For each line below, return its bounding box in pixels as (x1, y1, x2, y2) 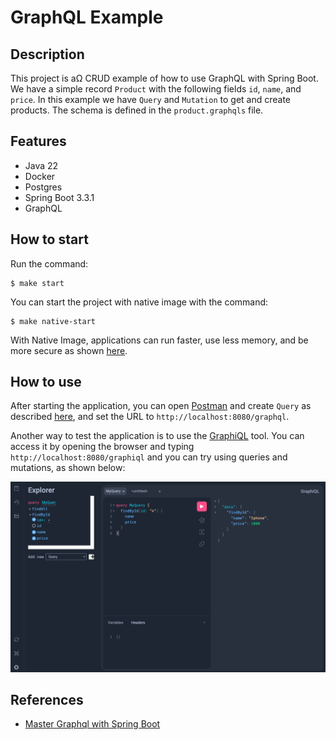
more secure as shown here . (10, 344, 128, 356)
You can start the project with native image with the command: (10, 296, 269, 308)
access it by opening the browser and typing (10, 441, 195, 453)
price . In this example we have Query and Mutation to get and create (10, 94, 292, 105)
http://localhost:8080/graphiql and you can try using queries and (10, 451, 288, 463)
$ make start (10, 278, 65, 288)
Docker (24, 170, 56, 182)
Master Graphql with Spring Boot (24, 718, 161, 730)
